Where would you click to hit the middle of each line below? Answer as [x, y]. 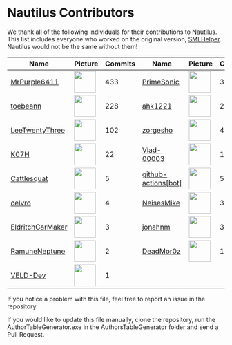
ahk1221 [157, 106]
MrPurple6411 [35, 82]
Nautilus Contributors [71, 13]
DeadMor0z [161, 251]
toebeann [26, 106]
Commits [120, 64]
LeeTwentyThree [38, 130]
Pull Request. [26, 334]
